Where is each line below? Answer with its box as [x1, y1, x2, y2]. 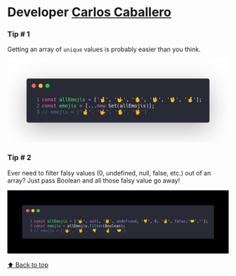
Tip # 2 [7, 152, 32, 162]
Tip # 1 [7, 29, 30, 39]
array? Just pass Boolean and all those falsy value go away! [7, 176, 181, 185]
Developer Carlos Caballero [7, 4, 172, 20]
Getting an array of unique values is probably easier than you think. [7, 45, 202, 53]
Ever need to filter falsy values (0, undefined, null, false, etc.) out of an [7, 169, 211, 177]
